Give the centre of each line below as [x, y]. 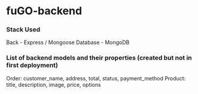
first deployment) [32, 65]
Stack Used [23, 30]
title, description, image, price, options [54, 84]
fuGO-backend [44, 11]
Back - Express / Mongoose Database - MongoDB [68, 42]
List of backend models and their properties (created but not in [99, 58]
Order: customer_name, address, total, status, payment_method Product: [96, 78]
